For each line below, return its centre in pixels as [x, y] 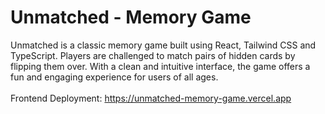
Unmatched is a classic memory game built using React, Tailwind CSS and [163, 45]
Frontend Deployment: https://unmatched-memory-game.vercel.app [151, 98]
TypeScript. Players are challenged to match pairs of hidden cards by [153, 55]
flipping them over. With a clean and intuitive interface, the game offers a [160, 66]
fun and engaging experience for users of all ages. [114, 77]
